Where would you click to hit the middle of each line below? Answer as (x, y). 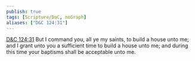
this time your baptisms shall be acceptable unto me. (71, 52)
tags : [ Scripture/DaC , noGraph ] (46, 17)
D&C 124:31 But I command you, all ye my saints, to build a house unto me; (98, 40)
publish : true (24, 12)
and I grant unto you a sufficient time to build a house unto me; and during (97, 46)
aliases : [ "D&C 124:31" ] (37, 23)
